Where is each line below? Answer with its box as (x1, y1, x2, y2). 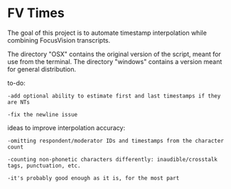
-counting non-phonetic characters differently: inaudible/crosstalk (7, 156, 218, 163)
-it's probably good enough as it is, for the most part (7, 174, 180, 182)
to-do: (7, 78, 26, 87)
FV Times (7, 5, 65, 21)
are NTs (7, 98, 31, 106)
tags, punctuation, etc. (7, 162, 81, 169)
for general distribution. (7, 65, 77, 73)
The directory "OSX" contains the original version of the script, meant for (7, 50, 222, 58)
